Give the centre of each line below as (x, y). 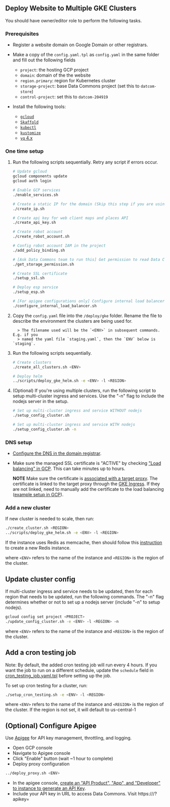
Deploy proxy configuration (41, 764)
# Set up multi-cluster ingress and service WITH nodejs (74, 425)
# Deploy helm (27, 376)
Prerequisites (22, 33)
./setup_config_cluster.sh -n (45, 429)
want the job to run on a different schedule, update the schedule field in (79, 670)
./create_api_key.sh (34, 223)
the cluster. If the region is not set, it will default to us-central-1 (71, 710)
